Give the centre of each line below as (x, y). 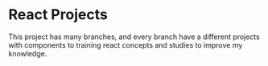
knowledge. (28, 53)
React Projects (58, 15)
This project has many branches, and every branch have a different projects (134, 37)
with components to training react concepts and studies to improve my (126, 45)
